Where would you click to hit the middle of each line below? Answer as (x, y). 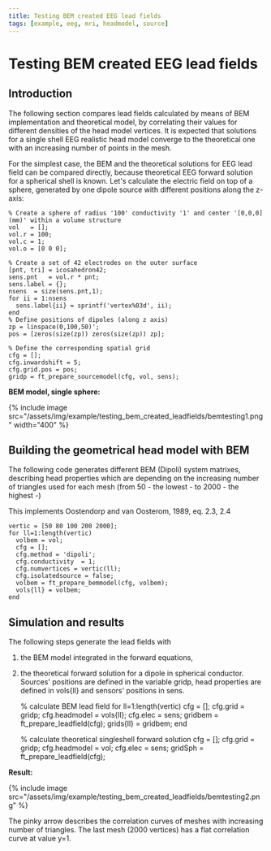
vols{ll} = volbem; (49, 590)
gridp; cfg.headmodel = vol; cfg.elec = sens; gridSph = (112, 748)
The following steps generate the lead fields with (90, 642)
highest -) (25, 496)
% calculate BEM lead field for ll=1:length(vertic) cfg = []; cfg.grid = (132, 706)
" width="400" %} (39, 424)
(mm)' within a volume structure (65, 220)
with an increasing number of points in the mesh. (90, 148)
